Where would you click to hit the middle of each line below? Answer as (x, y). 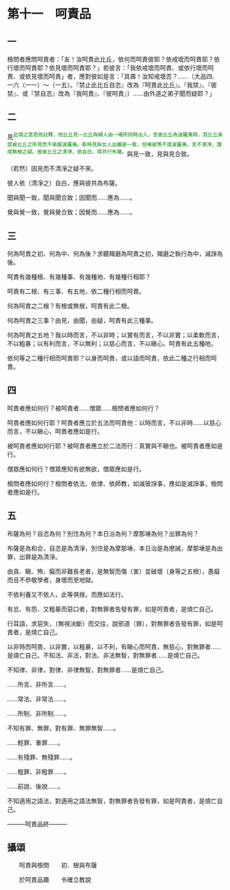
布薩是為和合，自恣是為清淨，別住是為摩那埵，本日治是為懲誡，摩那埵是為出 (115, 548)
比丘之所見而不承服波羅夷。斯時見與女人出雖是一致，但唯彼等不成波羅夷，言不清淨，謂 (119, 145)
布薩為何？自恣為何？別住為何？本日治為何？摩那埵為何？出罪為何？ (103, 533)
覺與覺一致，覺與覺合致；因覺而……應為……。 (72, 212)
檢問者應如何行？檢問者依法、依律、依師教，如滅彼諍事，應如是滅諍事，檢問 (115, 483)
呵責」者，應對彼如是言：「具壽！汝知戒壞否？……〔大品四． (134, 76)
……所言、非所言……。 (39, 684)
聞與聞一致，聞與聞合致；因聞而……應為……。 (72, 198)
